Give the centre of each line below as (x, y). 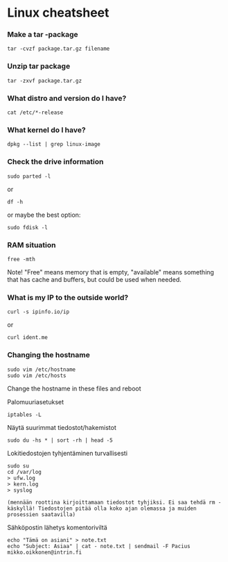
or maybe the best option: (44, 215)
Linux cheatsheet (58, 13)
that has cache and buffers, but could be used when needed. (94, 279)
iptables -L (24, 415)
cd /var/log (24, 472)
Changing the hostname (49, 355)
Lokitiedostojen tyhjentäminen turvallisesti (68, 453)
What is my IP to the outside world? (68, 297)
